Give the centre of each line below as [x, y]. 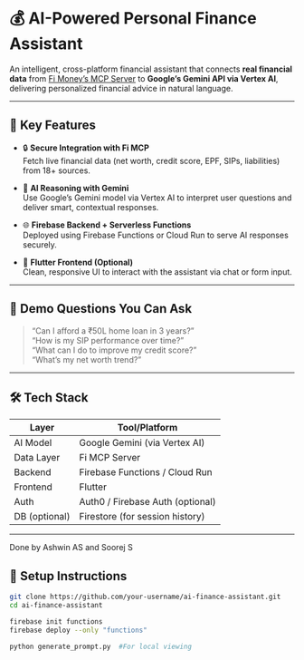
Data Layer [37, 458]
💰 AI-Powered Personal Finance [133, 19]
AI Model [33, 443]
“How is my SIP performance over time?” [108, 340]
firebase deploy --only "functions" [78, 630]
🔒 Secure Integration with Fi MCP [85, 148]
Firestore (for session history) [142, 517]
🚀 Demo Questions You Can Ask [101, 309]
